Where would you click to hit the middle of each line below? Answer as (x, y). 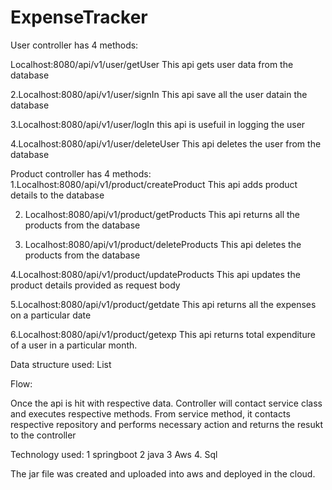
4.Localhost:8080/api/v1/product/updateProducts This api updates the (155, 274)
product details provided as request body (95, 285)
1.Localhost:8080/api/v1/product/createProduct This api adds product (154, 184)
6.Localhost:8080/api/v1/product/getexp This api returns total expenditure (163, 334)
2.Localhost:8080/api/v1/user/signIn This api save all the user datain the (159, 94)
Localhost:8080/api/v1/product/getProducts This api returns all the (162, 214)
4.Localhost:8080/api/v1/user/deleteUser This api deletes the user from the (166, 143)
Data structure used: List (61, 364)
